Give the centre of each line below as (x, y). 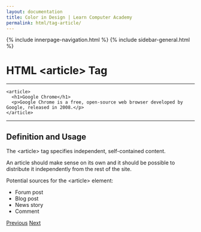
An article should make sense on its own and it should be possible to (91, 163)
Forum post (29, 193)
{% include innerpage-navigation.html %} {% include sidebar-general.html (98, 40)
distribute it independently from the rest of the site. (69, 169)
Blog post (27, 199)
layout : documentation (34, 12)
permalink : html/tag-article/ (44, 23)
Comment (27, 211)
